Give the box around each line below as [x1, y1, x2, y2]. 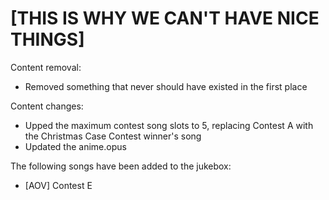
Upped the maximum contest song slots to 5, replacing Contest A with [24, 119, 314, 131]
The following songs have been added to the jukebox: [10, 160, 232, 172]
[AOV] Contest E [24, 179, 93, 191]
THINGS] [10, 28, 85, 51]
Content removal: [10, 61, 82, 73]
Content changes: [10, 100, 84, 112]
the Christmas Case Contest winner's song [24, 130, 202, 142]
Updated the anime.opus [24, 140, 127, 152]
